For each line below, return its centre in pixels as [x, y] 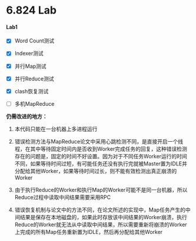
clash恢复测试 [31, 91]
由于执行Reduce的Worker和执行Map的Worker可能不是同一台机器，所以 [101, 190]
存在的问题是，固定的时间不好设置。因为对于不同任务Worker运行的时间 [101, 156]
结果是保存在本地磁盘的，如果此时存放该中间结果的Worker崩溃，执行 [103, 217]
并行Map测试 [30, 66]
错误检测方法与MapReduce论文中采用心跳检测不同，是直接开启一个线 [99, 141]
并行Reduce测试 [34, 79]
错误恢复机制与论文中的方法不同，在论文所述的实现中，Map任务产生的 [100, 210]
